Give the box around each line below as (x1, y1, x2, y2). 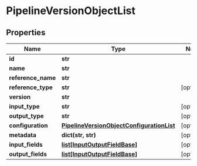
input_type (9, 103, 40, 110)
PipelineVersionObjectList (6, 4, 136, 18)
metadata (9, 131, 36, 139)
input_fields (9, 141, 43, 148)
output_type (9, 112, 44, 120)
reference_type (9, 83, 53, 92)
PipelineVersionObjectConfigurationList (61, 121, 175, 130)
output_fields (9, 150, 47, 158)
